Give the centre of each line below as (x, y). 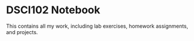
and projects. (22, 32)
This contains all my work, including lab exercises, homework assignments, (97, 26)
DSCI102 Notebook (53, 10)
